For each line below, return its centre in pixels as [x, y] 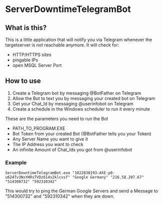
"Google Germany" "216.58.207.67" [108, 177]
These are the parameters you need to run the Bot [57, 118]
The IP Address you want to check [48, 144]
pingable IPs [25, 60]
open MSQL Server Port [37, 65]
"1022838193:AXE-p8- [93, 173]
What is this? [26, 28]
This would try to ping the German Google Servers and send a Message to [82, 191]
